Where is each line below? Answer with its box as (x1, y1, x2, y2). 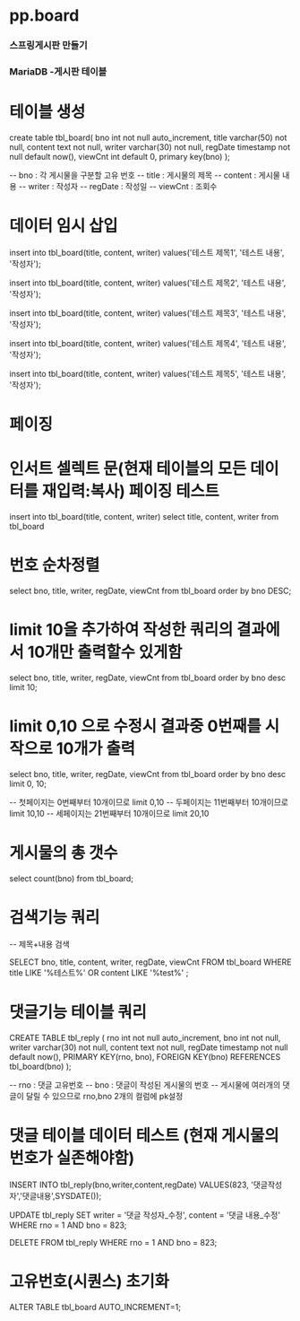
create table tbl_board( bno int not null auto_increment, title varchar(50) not (9, 132, 287, 143)
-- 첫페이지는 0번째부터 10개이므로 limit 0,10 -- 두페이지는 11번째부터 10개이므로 (9, 796, 289, 808)
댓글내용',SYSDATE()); (21, 1190, 102, 1201)
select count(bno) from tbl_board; (9, 872, 134, 884)
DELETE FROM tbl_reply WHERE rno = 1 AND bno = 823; (9, 1237, 218, 1247)
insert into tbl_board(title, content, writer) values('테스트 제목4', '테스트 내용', (9, 337, 287, 348)
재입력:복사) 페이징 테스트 (41, 481, 219, 502)
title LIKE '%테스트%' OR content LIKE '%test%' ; (9, 967, 189, 978)
